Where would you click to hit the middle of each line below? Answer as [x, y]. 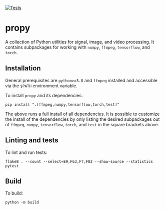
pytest [12, 166]
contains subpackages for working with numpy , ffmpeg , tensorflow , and [77, 47]
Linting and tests [32, 140]
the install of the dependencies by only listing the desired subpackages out [82, 119]
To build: [14, 193]
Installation [23, 68]
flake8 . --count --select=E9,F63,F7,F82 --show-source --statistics [79, 161]
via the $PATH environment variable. [41, 86]
